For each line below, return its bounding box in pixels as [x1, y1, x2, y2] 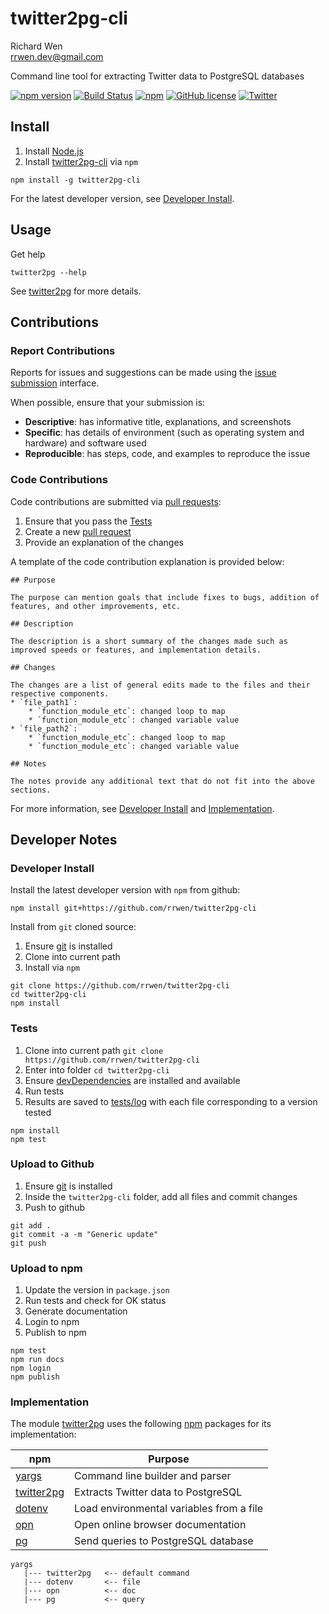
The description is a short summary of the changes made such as [10, 636, 288, 646]
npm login [10, 1363, 52, 1374]
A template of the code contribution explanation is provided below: [10, 555, 285, 567]
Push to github [24, 1201, 86, 1213]
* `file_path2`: [10, 723, 78, 734]
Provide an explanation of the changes [24, 536, 184, 548]
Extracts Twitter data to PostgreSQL [74, 1485, 243, 1499]
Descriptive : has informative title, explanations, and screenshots [24, 416, 292, 428]
